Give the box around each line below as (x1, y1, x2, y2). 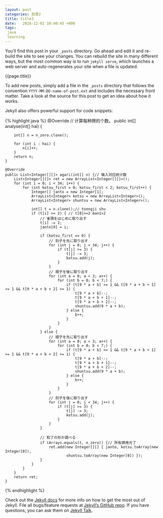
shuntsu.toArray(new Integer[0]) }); (66, 453, 143, 458)
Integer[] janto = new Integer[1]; (31, 189, 104, 194)
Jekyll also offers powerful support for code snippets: (5, 107, 113, 113)
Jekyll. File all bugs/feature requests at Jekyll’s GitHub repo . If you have (5, 502, 149, 508)
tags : (5, 25, 16, 30)
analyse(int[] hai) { (5, 123, 42, 129)
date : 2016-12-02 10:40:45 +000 (5, 21, 76, 26)
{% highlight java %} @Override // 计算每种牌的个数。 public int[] (5, 118, 136, 123)
